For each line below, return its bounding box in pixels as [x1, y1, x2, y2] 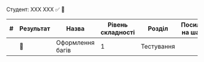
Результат [19, 24, 50, 33]
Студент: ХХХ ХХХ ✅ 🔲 [6, 6, 65, 13]
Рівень [107, 21, 128, 29]
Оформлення [56, 38, 95, 47]
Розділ [148, 24, 168, 33]
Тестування [140, 43, 175, 50]
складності [100, 28, 135, 36]
